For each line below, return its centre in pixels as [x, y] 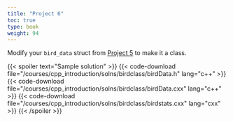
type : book [23, 26]
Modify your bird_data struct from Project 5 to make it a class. [97, 53]
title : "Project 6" [36, 14]
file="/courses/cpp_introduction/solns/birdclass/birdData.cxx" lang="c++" [114, 89]
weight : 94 [23, 33]
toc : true [22, 20]
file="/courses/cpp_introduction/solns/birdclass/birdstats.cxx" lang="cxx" [114, 104]
